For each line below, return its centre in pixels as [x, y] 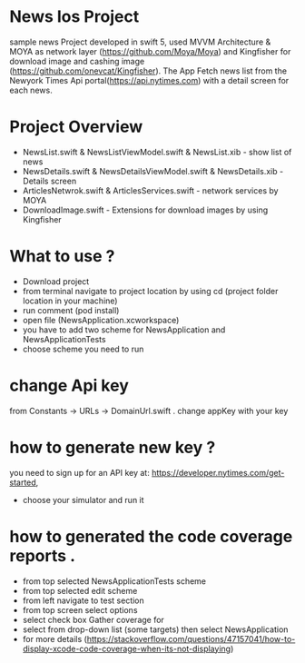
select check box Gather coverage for [93, 619]
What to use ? [62, 257]
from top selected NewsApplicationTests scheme [114, 581]
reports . [42, 555]
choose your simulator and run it [83, 500]
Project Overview [76, 127]
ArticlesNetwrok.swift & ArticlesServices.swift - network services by [150, 190]
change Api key [69, 386]
